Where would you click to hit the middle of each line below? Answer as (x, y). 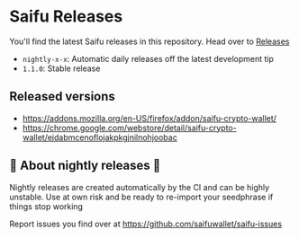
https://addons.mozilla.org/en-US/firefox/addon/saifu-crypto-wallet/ (149, 118)
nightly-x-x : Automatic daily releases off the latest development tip (148, 58)
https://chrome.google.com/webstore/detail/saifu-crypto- (129, 128)
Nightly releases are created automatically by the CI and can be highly (140, 187)
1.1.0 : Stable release (61, 68)
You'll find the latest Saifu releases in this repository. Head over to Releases (149, 41)
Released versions (62, 97)
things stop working (46, 206)
